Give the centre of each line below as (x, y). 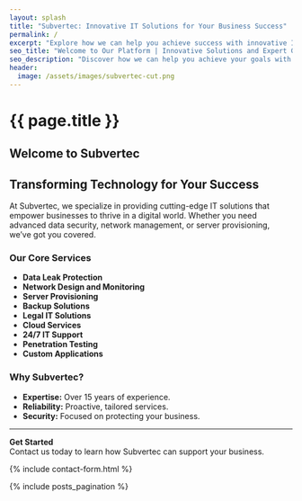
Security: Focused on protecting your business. (111, 416)
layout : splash (38, 18)
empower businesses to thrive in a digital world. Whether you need (133, 216)
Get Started (31, 442)
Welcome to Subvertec (75, 154)
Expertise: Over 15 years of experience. (96, 397)
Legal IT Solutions (57, 316)
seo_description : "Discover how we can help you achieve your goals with (151, 59)
